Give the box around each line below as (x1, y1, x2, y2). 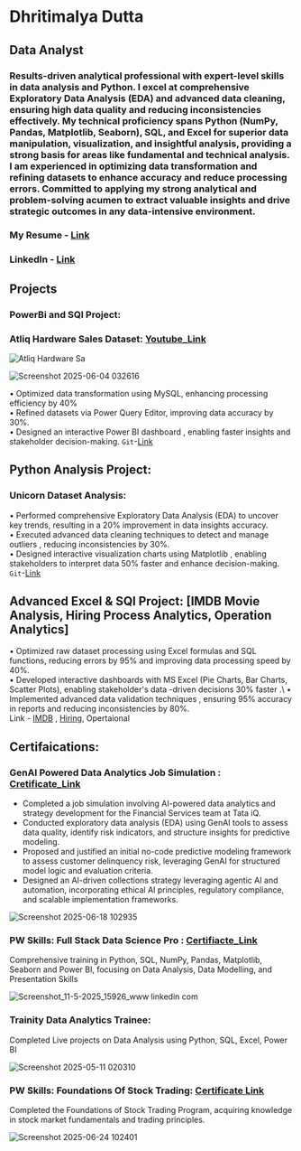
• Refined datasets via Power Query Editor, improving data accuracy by (9, 407, 274, 417)
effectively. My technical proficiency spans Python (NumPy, (9, 115, 278, 127)
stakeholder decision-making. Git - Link (9, 435, 153, 446)
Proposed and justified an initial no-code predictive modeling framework (22, 847, 292, 857)
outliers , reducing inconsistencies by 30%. (9, 538, 170, 549)
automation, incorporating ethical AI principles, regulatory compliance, (22, 884, 285, 895)
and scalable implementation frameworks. (22, 894, 178, 905)
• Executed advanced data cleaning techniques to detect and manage (9, 529, 269, 539)
